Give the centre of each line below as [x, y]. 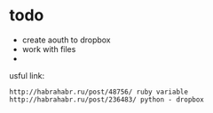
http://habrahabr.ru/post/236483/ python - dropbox [106, 99]
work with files [49, 49]
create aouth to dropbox [66, 40]
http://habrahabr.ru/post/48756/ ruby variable [99, 92]
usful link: [27, 75]
